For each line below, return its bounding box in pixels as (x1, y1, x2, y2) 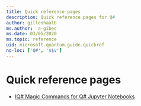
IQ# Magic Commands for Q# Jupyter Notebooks (14, 93, 135, 100)
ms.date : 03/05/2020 (6, 31, 57, 37)
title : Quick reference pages (6, 8, 81, 15)
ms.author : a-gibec (6, 25, 57, 32)
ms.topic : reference (6, 36, 57, 42)
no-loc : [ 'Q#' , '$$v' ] (6, 48, 62, 54)
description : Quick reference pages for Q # (6, 14, 116, 20)
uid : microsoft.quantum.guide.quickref (6, 42, 105, 48)
